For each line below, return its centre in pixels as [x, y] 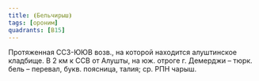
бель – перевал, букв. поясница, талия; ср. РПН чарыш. [103, 69]
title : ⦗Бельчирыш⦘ [40, 15]
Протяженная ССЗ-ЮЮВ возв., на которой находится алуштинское [123, 53]
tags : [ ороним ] [33, 23]
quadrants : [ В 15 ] [37, 30]
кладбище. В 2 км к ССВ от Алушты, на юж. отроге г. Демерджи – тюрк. [130, 61]
